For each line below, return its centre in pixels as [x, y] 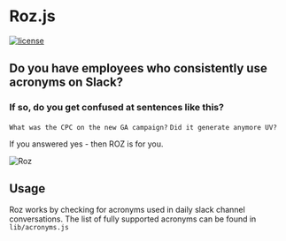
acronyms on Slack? [66, 83]
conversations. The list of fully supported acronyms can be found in [133, 219]
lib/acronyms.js [39, 228]
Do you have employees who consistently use [138, 68]
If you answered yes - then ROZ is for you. [86, 144]
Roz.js [32, 16]
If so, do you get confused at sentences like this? [116, 108]
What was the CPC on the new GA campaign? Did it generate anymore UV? [143, 127]
